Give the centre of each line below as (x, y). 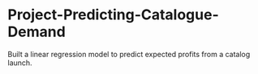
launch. (20, 63)
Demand (37, 32)
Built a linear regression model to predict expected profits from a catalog (129, 54)
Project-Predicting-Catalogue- (114, 15)
